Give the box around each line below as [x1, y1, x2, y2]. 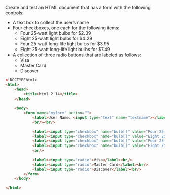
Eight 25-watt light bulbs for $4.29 [20, 35, 92, 41]
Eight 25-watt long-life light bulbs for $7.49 [20, 46, 110, 52]
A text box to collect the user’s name [12, 20, 89, 25]
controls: [5, 10, 24, 16]
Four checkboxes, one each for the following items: [12, 25, 120, 31]
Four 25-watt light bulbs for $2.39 [20, 30, 91, 36]
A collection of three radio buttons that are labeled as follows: [12, 52, 141, 58]
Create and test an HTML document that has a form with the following [5, 5, 151, 10]
